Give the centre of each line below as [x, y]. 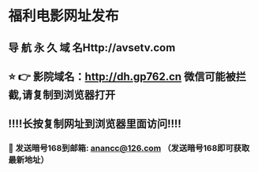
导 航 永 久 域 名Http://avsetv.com [92, 48]
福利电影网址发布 [64, 16]
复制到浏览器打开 [74, 95]
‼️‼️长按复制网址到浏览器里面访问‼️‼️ [95, 124]
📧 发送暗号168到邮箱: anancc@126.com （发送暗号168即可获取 [129, 148]
